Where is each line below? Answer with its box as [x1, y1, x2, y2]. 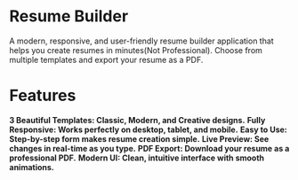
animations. [9, 161, 55, 172]
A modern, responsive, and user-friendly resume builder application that [9, 35, 274, 46]
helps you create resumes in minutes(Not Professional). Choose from [9, 44, 262, 55]
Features [9, 86, 77, 106]
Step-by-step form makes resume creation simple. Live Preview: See [9, 133, 270, 144]
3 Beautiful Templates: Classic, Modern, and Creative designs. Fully [9, 114, 266, 125]
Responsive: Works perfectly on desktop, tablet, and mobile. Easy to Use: [9, 124, 287, 135]
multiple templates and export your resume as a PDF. [9, 54, 204, 65]
